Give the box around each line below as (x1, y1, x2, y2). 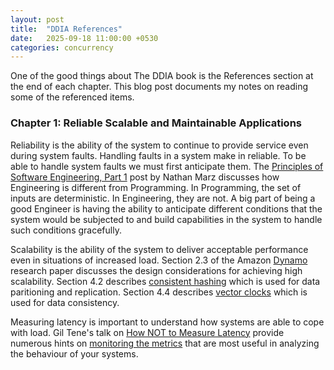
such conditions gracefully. (10, 224, 122, 236)
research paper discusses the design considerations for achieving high (10, 264, 303, 276)
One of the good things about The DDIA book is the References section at (10, 70, 314, 82)
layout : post (10, 14, 65, 25)
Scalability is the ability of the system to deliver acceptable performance (10, 243, 309, 255)
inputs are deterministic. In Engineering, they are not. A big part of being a (10, 192, 316, 204)
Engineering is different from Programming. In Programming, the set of (10, 181, 302, 193)
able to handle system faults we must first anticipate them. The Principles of (10, 160, 324, 172)
